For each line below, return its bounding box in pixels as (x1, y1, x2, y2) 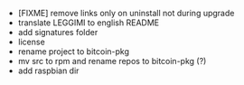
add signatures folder (17, 27, 99, 37)
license (17, 36, 45, 47)
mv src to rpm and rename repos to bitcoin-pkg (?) (17, 56, 207, 66)
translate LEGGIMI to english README (17, 17, 160, 28)
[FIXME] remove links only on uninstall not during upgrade (17, 8, 235, 18)
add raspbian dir (17, 65, 80, 76)
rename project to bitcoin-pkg (17, 46, 129, 57)
